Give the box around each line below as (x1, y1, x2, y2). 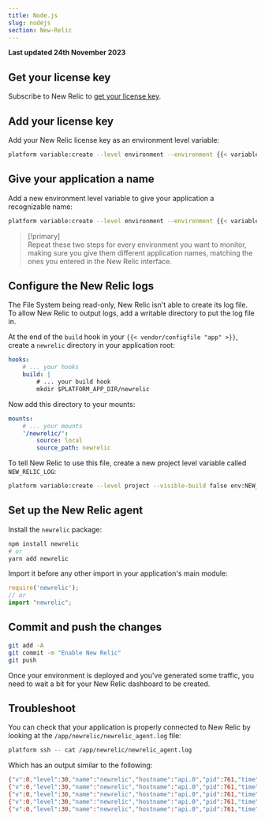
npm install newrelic (8, 539, 80, 548)
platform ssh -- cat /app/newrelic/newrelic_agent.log (8, 746, 192, 754)
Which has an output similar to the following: (8, 760, 153, 770)
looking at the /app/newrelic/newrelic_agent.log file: (8, 731, 181, 741)
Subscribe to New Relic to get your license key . (8, 91, 162, 101)
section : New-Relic (8, 26, 73, 34)
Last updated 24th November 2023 (8, 48, 126, 58)
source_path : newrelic (36, 444, 111, 452)
